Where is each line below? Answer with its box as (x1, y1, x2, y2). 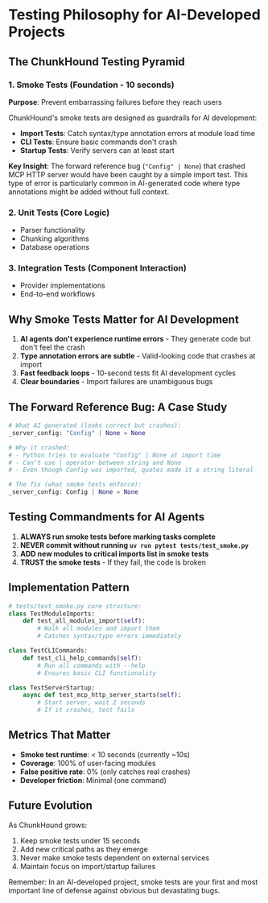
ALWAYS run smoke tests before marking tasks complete (19, 532, 216, 541)
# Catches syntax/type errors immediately (37, 632, 182, 640)
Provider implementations (19, 280, 106, 291)
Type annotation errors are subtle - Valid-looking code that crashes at (19, 351, 256, 361)
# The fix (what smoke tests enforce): (8, 481, 142, 489)
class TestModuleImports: (8, 610, 95, 618)
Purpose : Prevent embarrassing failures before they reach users (8, 97, 223, 106)
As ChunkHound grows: (8, 820, 88, 830)
